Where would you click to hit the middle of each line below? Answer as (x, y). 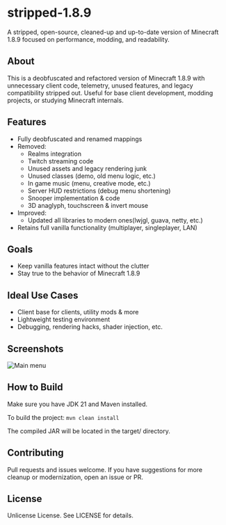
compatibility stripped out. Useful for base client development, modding (110, 92)
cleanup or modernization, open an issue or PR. (75, 477)
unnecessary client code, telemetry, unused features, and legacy (100, 86)
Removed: (32, 146)
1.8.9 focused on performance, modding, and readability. (89, 39)
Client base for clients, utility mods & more (78, 312)
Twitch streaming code (60, 161)
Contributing (35, 453)
